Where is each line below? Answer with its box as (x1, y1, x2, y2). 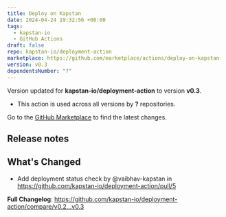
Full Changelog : (7, 195, 53, 203)
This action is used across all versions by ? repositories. (16, 100, 176, 108)
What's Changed (7, 156, 81, 168)
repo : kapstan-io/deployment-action (7, 49, 112, 56)
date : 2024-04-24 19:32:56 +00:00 (7, 16, 106, 23)
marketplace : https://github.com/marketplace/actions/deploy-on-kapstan (7, 55, 220, 62)
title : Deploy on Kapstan (7, 10, 81, 17)
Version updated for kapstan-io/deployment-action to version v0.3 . (7, 87, 202, 95)
